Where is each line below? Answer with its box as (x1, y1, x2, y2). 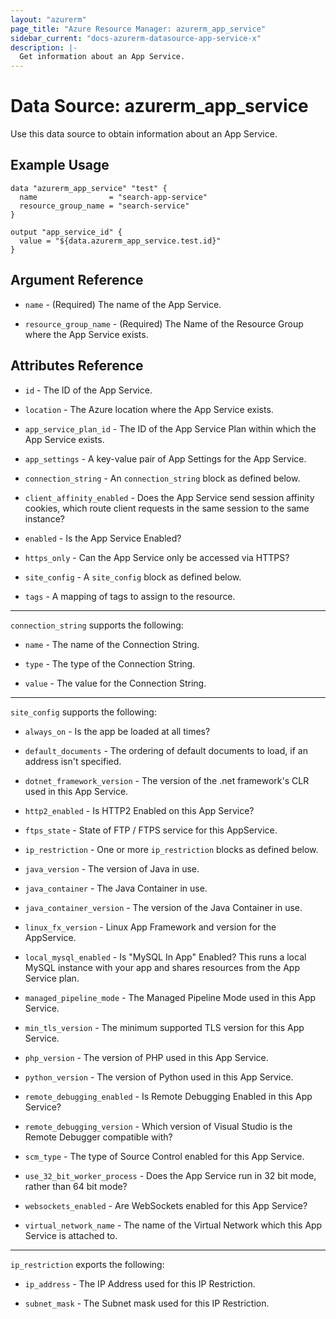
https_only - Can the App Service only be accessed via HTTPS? (24, 551, 290, 563)
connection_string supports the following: (10, 619, 184, 631)
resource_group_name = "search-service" (19, 201, 190, 211)
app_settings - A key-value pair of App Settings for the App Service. (24, 452, 307, 465)
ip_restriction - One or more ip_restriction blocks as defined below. (24, 843, 319, 855)
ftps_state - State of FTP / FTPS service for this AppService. (24, 824, 278, 836)
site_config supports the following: (10, 706, 157, 718)
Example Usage (10, 157, 110, 174)
